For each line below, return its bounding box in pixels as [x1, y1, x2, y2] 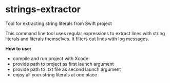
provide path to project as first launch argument [12, 61, 114, 67]
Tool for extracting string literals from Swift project [5, 20, 112, 26]
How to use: [5, 45, 32, 51]
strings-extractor [5, 4, 81, 15]
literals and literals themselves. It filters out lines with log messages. [5, 36, 149, 42]
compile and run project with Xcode [12, 55, 89, 62]
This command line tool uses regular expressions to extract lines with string [5, 30, 165, 36]
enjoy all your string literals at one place [12, 71, 98, 77]
